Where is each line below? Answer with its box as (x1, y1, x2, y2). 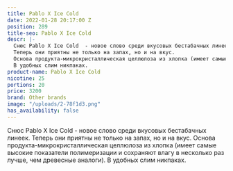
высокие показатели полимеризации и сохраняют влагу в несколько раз (7, 148, 225, 156)
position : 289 (7, 23, 49, 30)
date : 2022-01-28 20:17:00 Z (7, 17, 92, 24)
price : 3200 (7, 88, 42, 95)
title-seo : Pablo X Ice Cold (7, 29, 92, 37)
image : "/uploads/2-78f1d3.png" (7, 101, 101, 108)
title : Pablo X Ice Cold (7, 10, 79, 17)
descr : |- (7, 36, 36, 43)
